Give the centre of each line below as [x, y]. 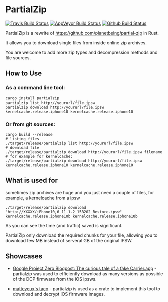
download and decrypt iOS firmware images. [59, 294]
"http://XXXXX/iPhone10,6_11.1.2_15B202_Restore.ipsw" [64, 212]
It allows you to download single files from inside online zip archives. [76, 42]
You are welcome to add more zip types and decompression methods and [81, 52]
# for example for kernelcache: [39, 156]
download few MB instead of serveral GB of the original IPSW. [69, 240]
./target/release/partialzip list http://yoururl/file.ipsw [69, 143]
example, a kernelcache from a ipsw [43, 198]
